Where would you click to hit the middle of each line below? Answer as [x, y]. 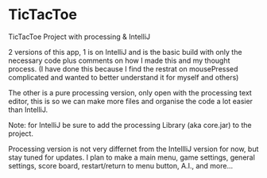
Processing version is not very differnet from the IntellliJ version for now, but [133, 149]
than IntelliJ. [28, 110]
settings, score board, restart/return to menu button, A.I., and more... [121, 165]
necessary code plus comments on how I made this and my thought [119, 60]
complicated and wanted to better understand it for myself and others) [124, 77]
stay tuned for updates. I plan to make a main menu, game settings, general [132, 157]
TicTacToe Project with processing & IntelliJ [79, 37]
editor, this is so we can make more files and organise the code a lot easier [130, 101]
